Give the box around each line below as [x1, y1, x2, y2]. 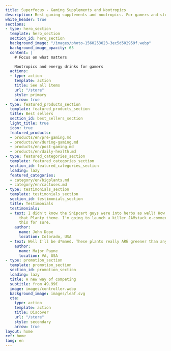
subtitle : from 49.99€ [10, 281, 58, 286]
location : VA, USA [18, 253, 58, 258]
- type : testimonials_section [5, 187, 70, 192]
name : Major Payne [18, 248, 58, 253]
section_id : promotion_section [10, 268, 76, 273]
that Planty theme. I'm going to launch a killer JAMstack [18, 215, 147, 220]
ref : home [5, 334, 26, 339]
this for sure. [18, 220, 51, 225]
